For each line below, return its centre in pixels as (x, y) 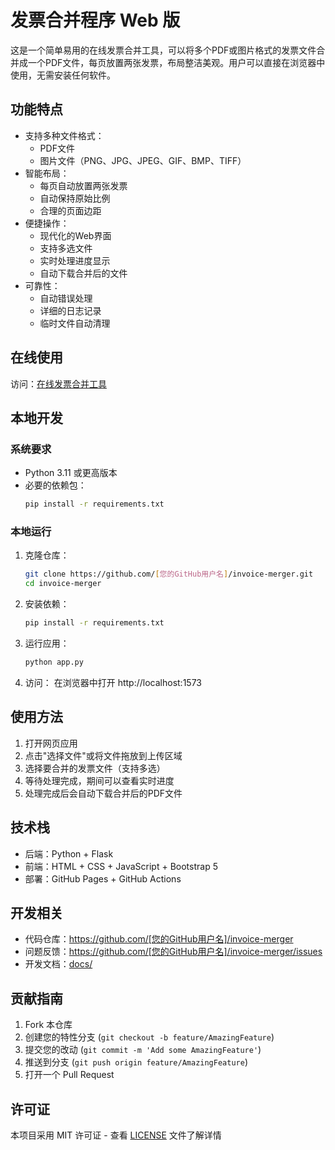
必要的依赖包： (55, 485)
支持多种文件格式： (64, 135)
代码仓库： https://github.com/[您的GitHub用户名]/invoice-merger (159, 939)
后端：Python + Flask (69, 853)
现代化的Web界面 (75, 235)
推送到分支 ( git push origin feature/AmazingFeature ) (136, 1062)
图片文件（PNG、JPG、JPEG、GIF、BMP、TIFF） (143, 160)
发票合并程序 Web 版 (95, 20)
